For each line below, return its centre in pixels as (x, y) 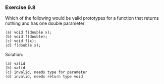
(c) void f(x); (21, 41)
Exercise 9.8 (20, 7)
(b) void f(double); (27, 37)
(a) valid (15, 64)
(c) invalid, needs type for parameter (46, 72)
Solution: (14, 55)
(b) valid (15, 68)
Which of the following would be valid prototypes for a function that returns (82, 18)
